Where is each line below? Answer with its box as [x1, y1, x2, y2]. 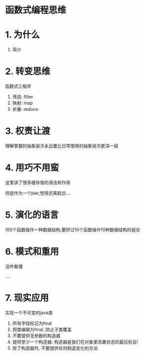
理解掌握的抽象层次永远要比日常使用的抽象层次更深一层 [5, 143, 118, 149]
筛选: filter [12, 94, 33, 100]
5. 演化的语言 [5, 209, 59, 221]
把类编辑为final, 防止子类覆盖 [12, 326, 72, 332]
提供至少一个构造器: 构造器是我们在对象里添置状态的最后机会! [12, 339, 138, 345]
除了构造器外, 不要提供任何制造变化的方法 [12, 345, 98, 351]
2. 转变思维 [5, 66, 51, 77]
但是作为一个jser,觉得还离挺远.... [5, 190, 71, 196]
